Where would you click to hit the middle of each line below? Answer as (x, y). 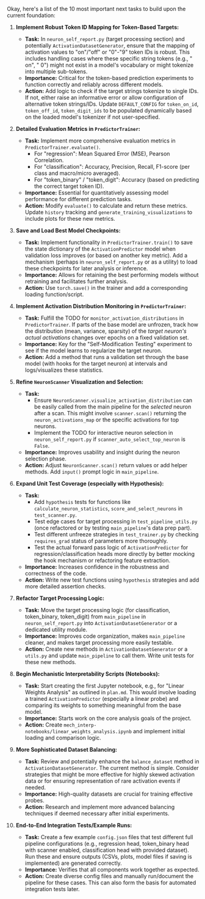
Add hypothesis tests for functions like (82, 502)
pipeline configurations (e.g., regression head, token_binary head (107, 844)
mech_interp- (80, 725)
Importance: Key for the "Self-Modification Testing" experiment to (109, 344)
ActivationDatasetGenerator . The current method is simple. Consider (112, 768)
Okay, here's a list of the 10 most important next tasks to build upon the (96, 9)
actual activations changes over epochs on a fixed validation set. (107, 338)
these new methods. (51, 662)
